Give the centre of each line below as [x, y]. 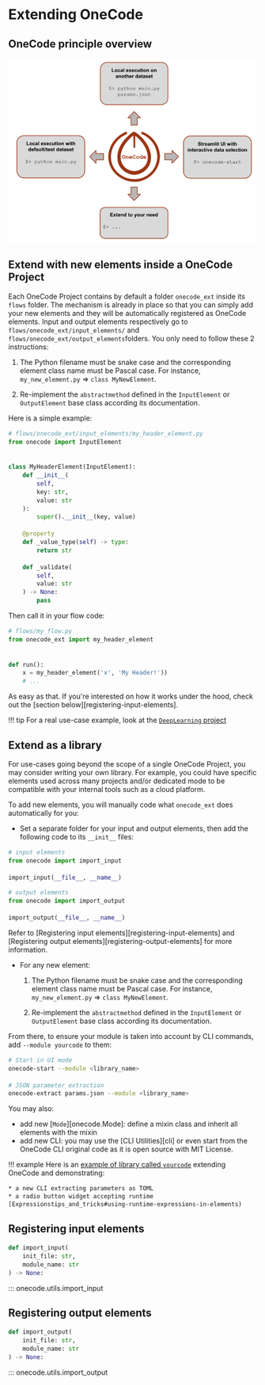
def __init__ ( [45, 476]
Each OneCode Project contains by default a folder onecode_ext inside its [127, 296]
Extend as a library [55, 745]
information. [28, 949]
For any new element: [55, 965]
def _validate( [47, 567]
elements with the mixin [58, 1132]
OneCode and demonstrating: [57, 1173]
